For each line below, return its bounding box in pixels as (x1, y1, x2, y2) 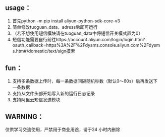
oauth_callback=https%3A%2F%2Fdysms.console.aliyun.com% (12, 42, 144, 48)
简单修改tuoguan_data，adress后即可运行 (12, 24, 98, 30)
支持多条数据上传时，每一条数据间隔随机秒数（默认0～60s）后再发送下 (12, 78, 158, 84)
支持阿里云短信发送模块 (12, 96, 60, 102)
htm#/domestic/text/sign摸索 (16, 48, 75, 54)
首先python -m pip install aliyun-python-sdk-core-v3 (12, 18, 120, 24)
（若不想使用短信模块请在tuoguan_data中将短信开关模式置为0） (12, 30, 143, 36)
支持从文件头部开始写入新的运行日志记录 (12, 90, 95, 96)
